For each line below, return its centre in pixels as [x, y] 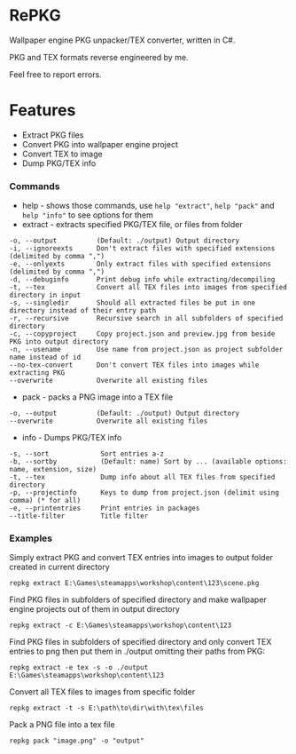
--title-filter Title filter [79, 516]
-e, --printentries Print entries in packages [105, 508]
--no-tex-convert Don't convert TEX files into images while [134, 365]
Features [43, 111]
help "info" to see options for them [87, 215]
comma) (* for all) [45, 501]
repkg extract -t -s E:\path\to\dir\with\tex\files [106, 708]
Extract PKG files [53, 135]
